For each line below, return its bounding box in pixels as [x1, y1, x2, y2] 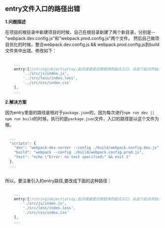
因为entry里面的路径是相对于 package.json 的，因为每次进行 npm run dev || [5, 109, 155, 115]
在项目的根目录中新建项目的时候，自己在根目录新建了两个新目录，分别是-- [5, 29, 156, 35]
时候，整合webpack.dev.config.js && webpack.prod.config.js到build [22, 41, 160, 47]
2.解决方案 [5, 99, 27, 105]
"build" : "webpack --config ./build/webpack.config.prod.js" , [14, 150, 144, 155]
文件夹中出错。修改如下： [5, 47, 57, 53]
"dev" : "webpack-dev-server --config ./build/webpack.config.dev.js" [14, 145, 160, 150]
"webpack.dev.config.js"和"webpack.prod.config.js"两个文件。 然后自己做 [5, 35, 156, 41]
